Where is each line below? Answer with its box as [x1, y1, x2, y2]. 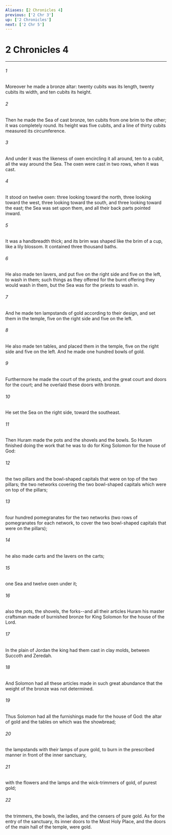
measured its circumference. [5, 128, 66, 134]
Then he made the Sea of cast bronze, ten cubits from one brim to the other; [5, 117, 166, 123]
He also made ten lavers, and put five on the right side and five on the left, [5, 271, 162, 278]
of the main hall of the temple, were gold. [5, 824, 92, 830]
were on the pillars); [5, 525, 48, 531]
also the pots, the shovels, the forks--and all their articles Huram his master [5, 608, 165, 614]
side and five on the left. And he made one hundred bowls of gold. [5, 348, 145, 355]
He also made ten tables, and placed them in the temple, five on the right [5, 343, 159, 349]
